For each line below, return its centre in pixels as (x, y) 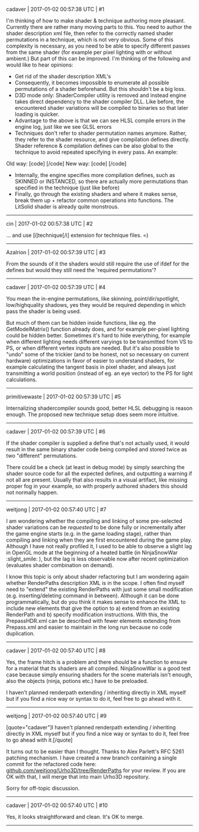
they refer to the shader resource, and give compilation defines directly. (102, 139)
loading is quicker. (37, 114)
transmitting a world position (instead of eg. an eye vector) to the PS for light (99, 373)
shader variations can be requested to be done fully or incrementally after (96, 527)
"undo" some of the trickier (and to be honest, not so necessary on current (97, 354)
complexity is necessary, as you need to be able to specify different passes (98, 46)
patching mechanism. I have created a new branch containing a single (92, 758)
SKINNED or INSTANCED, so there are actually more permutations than (101, 181)
